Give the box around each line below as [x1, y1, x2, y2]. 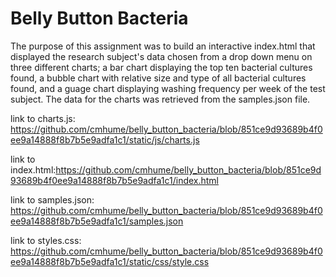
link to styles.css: [10, 234, 82, 246]
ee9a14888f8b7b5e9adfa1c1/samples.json [10, 215, 184, 227]
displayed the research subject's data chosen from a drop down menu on [10, 50, 313, 62]
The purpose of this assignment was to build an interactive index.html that [10, 40, 316, 52]
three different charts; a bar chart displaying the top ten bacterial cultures [10, 61, 313, 73]
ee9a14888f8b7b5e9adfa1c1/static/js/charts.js [10, 133, 200, 146]
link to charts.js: [10, 112, 76, 124]
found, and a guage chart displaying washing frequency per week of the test [10, 82, 326, 94]
